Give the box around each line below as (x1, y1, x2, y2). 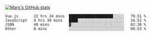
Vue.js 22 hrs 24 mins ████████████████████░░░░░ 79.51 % (5, 14, 147, 19)
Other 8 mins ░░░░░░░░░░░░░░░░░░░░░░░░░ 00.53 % (5, 26, 147, 31)
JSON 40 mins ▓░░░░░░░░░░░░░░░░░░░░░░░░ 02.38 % (5, 22, 147, 27)
